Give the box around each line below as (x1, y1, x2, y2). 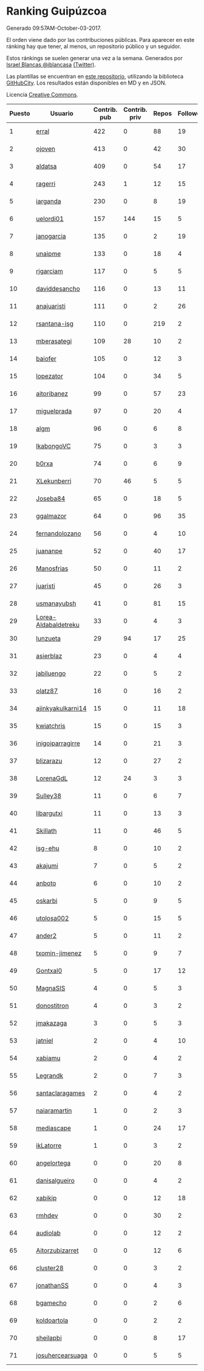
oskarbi (36, 896, 58, 904)
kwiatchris (36, 721, 66, 730)
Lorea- (36, 613, 56, 621)
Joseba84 (36, 494, 66, 502)
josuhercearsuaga (36, 1351, 88, 1359)
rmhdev (36, 1211, 58, 1220)
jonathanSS (36, 1281, 69, 1289)
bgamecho (36, 1299, 67, 1307)
